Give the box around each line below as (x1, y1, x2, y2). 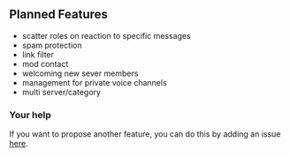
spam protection (21, 40, 82, 50)
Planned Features (9, 7, 109, 22)
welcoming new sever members (21, 68, 139, 78)
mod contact (21, 58, 69, 69)
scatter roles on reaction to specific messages (21, 30, 192, 41)
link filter (21, 49, 55, 60)
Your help (9, 108, 51, 121)
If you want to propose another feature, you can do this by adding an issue (9, 129, 281, 139)
